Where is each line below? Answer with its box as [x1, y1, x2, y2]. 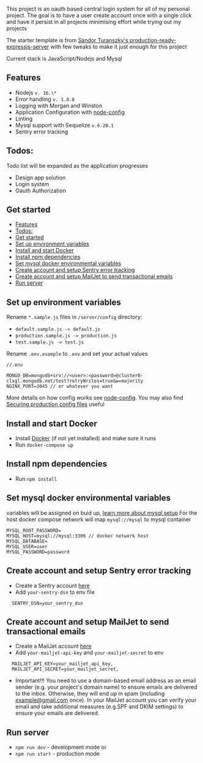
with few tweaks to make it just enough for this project [50, 43, 188, 50]
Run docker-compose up [15, 441, 73, 449]
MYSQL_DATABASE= [6, 538, 48, 544]
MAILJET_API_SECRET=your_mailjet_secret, [12, 666, 119, 672]
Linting [15, 115, 33, 122]
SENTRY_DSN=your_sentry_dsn [12, 600, 84, 606]
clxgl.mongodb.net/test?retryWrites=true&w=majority [6, 378, 144, 385]
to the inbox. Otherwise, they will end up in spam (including [15, 690, 165, 697]
